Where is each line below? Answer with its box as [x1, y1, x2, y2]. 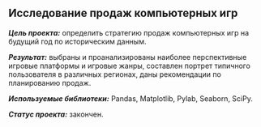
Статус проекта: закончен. [8, 109, 104, 119]
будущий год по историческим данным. [8, 36, 147, 46]
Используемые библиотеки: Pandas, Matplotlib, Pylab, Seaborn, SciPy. [8, 93, 253, 104]
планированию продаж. [8, 78, 92, 87]
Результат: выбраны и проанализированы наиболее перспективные [8, 52, 247, 61]
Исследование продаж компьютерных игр [8, 6, 238, 20]
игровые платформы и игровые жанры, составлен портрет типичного [8, 61, 251, 70]
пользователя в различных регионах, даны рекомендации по [8, 69, 221, 79]
